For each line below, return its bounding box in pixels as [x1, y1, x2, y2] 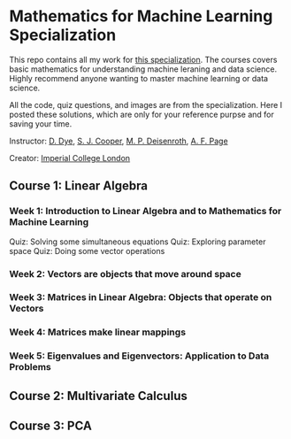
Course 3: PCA [9, 419, 93, 434]
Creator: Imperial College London [9, 152, 131, 163]
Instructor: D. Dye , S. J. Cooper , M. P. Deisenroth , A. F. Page [9, 135, 228, 146]
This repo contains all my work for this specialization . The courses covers [9, 54, 278, 65]
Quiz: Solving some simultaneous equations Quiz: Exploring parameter [9, 236, 266, 247]
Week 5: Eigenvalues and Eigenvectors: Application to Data [9, 350, 270, 362]
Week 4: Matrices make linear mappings [9, 326, 187, 338]
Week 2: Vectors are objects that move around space [9, 267, 241, 280]
